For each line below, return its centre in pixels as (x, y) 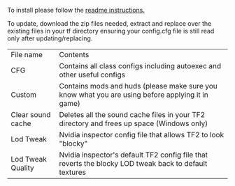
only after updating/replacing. (50, 38)
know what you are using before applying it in (134, 95)
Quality (22, 168)
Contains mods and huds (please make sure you (138, 86)
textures (72, 172)
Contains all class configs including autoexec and (140, 66)
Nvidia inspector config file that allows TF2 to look (142, 135)
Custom (24, 95)
